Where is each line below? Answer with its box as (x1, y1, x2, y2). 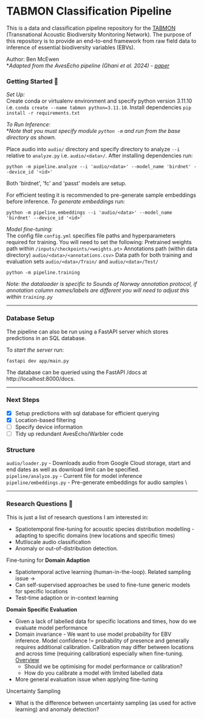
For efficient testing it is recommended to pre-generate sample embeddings (6, 191, 196, 199)
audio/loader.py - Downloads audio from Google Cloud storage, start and (6, 460, 191, 467)
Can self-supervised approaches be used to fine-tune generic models (15, 581, 191, 588)
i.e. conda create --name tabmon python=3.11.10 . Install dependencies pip (6, 104, 191, 111)
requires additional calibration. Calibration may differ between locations (15, 643, 194, 650)
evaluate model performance (15, 624, 88, 631)
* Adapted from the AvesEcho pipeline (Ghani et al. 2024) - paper (6, 62, 170, 69)
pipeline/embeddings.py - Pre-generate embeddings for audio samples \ (6, 479, 187, 486)
